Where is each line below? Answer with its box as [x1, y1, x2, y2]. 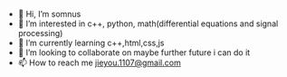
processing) [17, 28, 63, 38]
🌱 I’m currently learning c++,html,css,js [17, 37, 165, 48]
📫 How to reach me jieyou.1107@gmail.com [17, 57, 181, 68]
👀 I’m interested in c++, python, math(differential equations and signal [17, 18, 279, 29]
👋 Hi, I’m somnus [17, 9, 81, 19]
